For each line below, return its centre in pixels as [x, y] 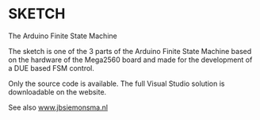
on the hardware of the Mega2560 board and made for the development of [130, 60]
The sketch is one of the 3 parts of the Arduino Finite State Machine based [130, 51]
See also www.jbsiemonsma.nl [58, 107]
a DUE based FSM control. [52, 68]
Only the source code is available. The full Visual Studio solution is [117, 83]
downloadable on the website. [57, 91]
